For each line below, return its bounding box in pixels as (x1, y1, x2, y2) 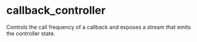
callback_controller (6, 4, 106, 17)
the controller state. (6, 29, 56, 37)
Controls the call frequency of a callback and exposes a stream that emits (6, 23, 191, 31)
